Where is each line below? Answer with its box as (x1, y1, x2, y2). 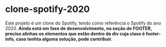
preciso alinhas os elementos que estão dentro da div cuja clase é (5, 30, 145, 36)
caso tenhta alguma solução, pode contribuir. (16, 36, 113, 42)
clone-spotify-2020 (5, 3, 90, 15)
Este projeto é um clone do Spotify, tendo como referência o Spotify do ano (5, 20, 161, 26)
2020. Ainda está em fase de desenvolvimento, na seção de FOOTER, (5, 25, 152, 31)
